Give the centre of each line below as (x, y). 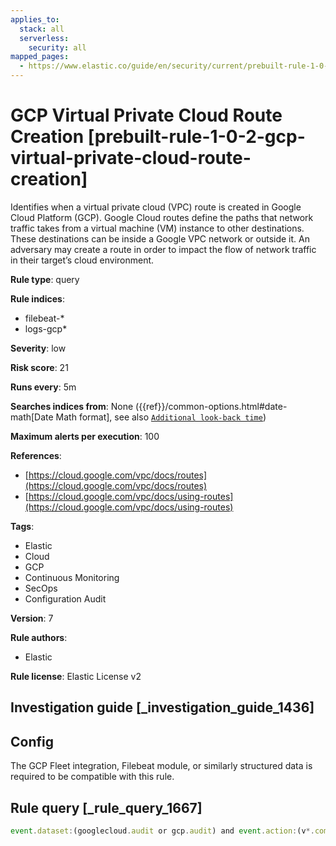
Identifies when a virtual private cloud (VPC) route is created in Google (156, 207)
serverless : (44, 38)
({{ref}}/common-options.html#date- (211, 406)
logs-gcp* (46, 328)
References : (36, 455)
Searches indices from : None (72, 406)
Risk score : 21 (39, 367)
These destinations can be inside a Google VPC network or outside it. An (160, 238)
